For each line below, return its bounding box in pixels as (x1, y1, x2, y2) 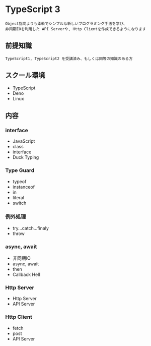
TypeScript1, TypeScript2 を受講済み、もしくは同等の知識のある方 (5, 56, 133, 61)
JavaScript (12, 138, 35, 144)
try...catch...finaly (12, 225, 49, 231)
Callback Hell (12, 271, 40, 278)
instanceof (12, 184, 35, 190)
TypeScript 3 (5, 4, 60, 15)
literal (12, 194, 24, 200)
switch (12, 200, 27, 206)
